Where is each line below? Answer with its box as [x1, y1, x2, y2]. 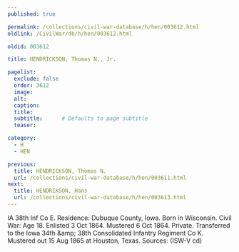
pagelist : [7, 69, 37, 76]
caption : [14, 101, 40, 109]
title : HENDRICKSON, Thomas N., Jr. [7, 56, 116, 63]
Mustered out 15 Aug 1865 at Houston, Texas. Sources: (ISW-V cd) [7, 236, 203, 245]
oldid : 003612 [7, 43, 50, 50]
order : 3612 [14, 82, 50, 89]
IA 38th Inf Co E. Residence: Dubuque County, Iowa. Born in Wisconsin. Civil [7, 213, 232, 222]
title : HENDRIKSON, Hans [14, 187, 88, 195]
